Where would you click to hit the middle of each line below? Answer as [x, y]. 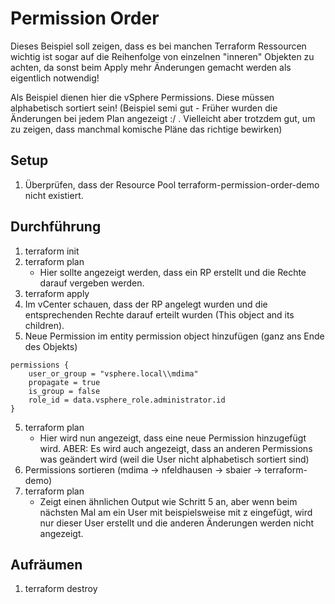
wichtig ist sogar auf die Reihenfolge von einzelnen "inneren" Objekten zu [162, 56]
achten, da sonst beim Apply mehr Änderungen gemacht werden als [151, 67]
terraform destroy [61, 589]
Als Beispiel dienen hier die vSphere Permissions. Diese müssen [142, 97]
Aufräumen [46, 564]
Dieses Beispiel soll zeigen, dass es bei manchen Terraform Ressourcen [158, 46]
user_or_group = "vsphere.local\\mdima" [113, 373]
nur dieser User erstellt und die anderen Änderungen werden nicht [177, 523]
